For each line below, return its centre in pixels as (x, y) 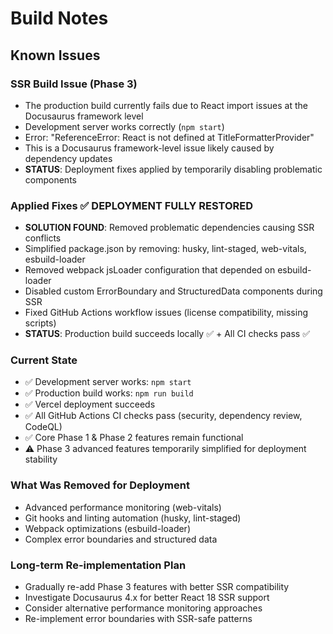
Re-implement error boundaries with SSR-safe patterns (138, 619)
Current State (44, 360)
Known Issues (55, 55)
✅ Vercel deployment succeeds (90, 404)
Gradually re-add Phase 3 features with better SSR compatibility (157, 587)
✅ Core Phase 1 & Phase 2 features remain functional (134, 438)
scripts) (40, 323)
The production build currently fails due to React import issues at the (166, 105)
